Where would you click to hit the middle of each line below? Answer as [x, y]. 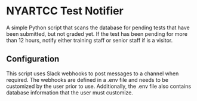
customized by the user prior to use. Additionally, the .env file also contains [99, 86]
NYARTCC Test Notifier [65, 11]
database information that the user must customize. [70, 92]
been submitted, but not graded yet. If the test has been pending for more [97, 33]
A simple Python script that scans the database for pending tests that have [98, 27]
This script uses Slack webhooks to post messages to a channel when [93, 74]
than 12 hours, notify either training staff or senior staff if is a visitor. [90, 40]
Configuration [33, 59]
